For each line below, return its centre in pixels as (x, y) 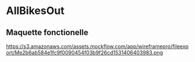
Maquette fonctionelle (47, 32)
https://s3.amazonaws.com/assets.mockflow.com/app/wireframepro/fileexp (97, 46)
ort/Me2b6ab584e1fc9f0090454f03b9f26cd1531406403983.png (85, 53)
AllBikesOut (35, 11)
